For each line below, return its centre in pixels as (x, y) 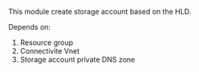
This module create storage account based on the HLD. (100, 12)
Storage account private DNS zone (77, 60)
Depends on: (29, 27)
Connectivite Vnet (50, 51)
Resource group (47, 42)
